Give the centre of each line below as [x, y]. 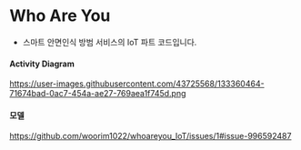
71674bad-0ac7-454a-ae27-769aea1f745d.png [98, 94]
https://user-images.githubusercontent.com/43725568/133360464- [137, 84]
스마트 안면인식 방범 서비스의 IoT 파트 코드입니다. [110, 42]
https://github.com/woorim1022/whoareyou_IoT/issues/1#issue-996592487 [150, 136]
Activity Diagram [42, 64]
